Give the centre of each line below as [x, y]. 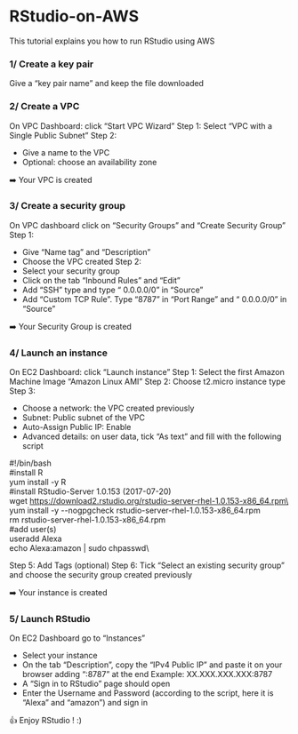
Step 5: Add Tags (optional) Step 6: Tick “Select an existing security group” [147, 565]
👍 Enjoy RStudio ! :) [46, 721]
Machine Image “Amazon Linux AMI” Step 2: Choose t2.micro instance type [148, 382]
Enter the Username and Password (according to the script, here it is [148, 693]
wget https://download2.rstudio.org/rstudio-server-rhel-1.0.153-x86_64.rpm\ [149, 501]
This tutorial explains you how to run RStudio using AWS [112, 41]
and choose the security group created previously [101, 575]
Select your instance [60, 656]
